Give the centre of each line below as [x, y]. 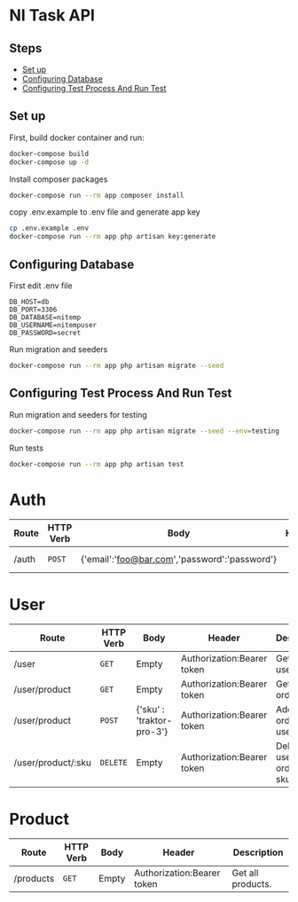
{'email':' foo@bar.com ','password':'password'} [179, 560]
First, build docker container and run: [77, 137]
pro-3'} [152, 732]
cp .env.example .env [49, 228]
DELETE [114, 763]
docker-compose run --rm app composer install [97, 195]
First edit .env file [41, 286]
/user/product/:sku [52, 763]
